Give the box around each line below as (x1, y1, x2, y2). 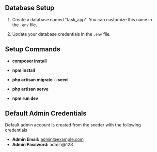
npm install (12, 67, 35, 73)
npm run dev (12, 95, 39, 101)
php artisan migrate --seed (12, 77, 68, 83)
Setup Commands (5, 45, 61, 54)
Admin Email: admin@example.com (12, 137, 84, 142)
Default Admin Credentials (5, 110, 87, 118)
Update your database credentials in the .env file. (12, 31, 111, 37)
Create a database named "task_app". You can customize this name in (12, 16, 153, 22)
